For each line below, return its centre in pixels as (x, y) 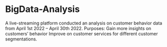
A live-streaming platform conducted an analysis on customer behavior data (84, 23)
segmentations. (21, 39)
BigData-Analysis (43, 9)
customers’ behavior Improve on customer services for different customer (81, 33)
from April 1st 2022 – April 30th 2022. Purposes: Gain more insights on (78, 28)
